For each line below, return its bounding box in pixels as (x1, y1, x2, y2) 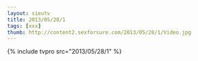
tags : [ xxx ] (7, 22, 41, 29)
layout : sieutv (7, 9, 51, 17)
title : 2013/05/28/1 (7, 16, 66, 23)
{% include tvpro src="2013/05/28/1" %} (7, 47, 122, 56)
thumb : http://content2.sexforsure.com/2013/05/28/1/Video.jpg (7, 28, 192, 36)
